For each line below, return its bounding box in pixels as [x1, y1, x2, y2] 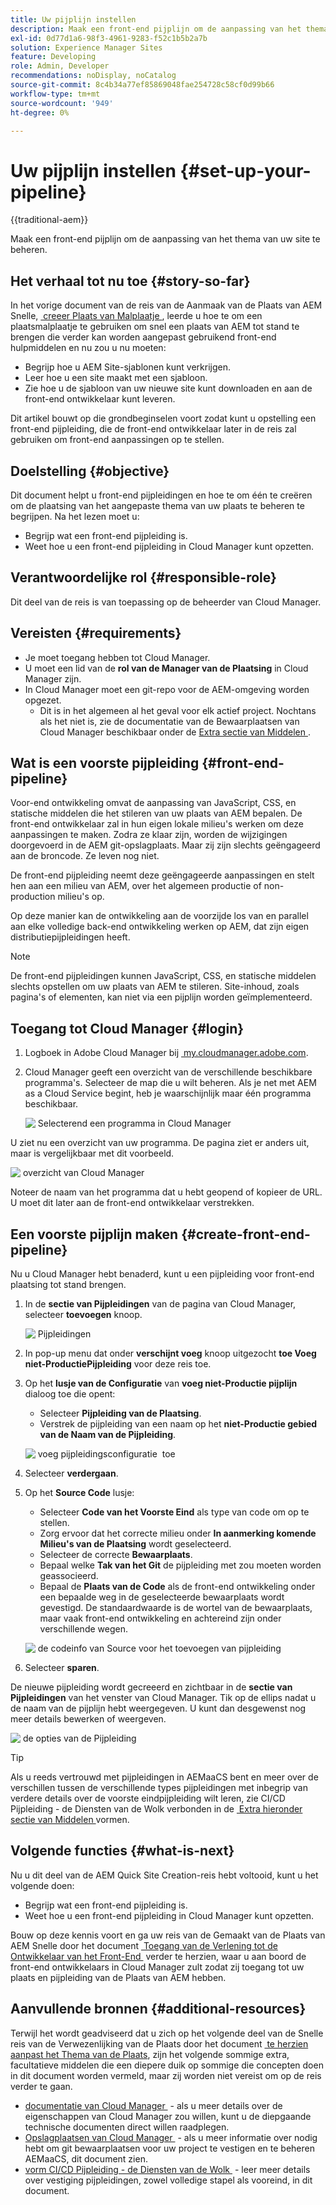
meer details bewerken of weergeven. [10, 1713, 167, 1725]
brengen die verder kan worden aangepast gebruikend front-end [10, 331, 277, 343]
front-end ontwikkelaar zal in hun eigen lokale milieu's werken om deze [10, 818, 304, 830]
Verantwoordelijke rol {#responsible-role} [10, 569, 277, 586]
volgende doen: [10, 1879, 75, 1891]
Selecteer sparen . [24, 1662, 100, 1673]
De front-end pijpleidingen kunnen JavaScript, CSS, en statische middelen [10, 970, 317, 982]
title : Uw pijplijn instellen [10, 14, 137, 25]
